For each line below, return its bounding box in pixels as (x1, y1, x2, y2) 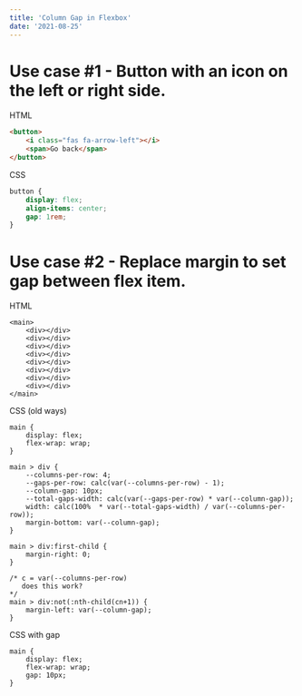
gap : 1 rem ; (25, 212, 67, 221)
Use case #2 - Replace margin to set (9, 251, 287, 272)
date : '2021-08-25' (9, 22, 83, 31)
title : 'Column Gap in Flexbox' (9, 13, 132, 23)
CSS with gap (9, 630, 61, 641)
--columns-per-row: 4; (25, 471, 112, 480)
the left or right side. (9, 80, 166, 101)
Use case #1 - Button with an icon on (9, 61, 288, 82)
